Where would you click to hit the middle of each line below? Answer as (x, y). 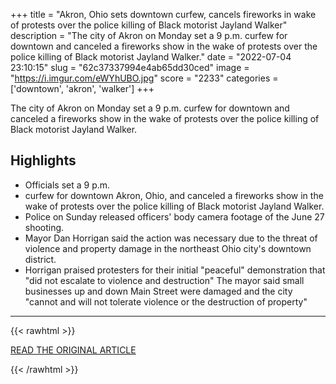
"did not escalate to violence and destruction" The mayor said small (164, 280)
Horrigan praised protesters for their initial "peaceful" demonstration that (175, 270)
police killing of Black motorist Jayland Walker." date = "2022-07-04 (151, 57)
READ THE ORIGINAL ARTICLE (73, 350)
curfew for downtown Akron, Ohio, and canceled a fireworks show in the (174, 195)
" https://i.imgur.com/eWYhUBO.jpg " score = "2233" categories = (144, 78)
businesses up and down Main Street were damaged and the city (158, 291)
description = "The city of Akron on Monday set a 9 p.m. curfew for (149, 35)
